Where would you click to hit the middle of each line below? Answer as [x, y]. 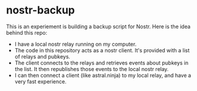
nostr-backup [40, 10]
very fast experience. [40, 81]
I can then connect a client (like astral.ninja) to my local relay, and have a [103, 75]
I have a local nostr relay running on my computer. [75, 44]
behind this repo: [27, 32]
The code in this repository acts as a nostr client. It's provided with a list [102, 50]
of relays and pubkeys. [42, 56]
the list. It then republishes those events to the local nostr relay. [92, 69]
